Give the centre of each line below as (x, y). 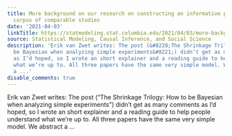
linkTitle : (23, 33)
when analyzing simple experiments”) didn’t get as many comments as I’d (112, 105)
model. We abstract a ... (41, 127)
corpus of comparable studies (57, 20)
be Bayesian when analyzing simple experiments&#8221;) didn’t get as (117, 52)
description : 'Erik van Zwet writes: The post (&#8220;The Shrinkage (109, 46)
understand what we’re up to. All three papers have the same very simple (111, 119)
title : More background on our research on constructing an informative (114, 13)
